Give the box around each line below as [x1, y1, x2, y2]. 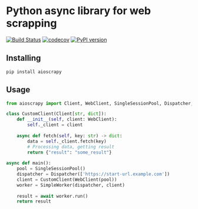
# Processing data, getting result [27, 144, 115, 150]
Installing [6, 53, 41, 63]
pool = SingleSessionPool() [16, 166, 85, 172]
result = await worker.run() [16, 193, 88, 199]
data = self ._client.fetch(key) [27, 138, 107, 144]
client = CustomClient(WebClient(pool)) [16, 177, 117, 183]
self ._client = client [27, 122, 83, 128]
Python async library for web [6, 4, 151, 18]
